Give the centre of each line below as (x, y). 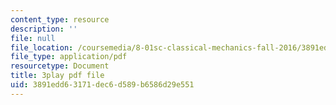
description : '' (44, 29)
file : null (33, 38)
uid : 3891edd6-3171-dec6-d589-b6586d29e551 (102, 85)
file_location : (42, 47)
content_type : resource (60, 19)
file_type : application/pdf (69, 57)
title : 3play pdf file (57, 76)
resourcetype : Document (60, 66)
